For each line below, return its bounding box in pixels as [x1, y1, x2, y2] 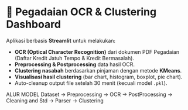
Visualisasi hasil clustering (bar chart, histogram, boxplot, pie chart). [14, 73, 183, 80]
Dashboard [6, 18, 61, 31]
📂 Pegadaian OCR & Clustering [6, 5, 157, 19]
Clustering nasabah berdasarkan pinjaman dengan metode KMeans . [14, 67, 182, 74]
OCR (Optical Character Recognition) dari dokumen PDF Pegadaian [14, 48, 180, 55]
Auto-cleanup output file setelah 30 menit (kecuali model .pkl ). [14, 79, 168, 87]
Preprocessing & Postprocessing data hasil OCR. [14, 61, 135, 68]
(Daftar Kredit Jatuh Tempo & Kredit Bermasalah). [14, 54, 135, 61]
